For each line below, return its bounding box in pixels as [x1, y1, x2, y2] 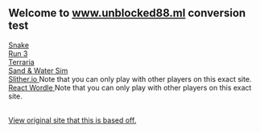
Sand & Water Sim [8, 66, 68, 75]
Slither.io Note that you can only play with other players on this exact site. [8, 74, 252, 83]
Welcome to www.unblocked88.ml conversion [8, 6, 246, 20]
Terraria [8, 57, 35, 66]
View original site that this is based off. [8, 115, 137, 125]
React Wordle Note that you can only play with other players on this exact [8, 83, 252, 92]
